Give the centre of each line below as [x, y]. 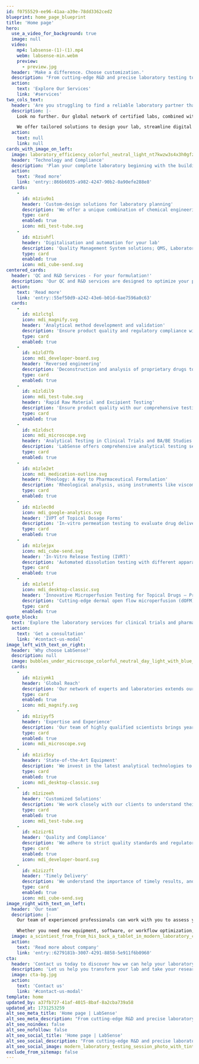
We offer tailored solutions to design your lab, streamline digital [105, 127]
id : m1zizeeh [38, 794]
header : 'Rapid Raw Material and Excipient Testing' [88, 403]
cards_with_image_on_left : [39, 149]
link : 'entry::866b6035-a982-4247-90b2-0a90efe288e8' [84, 182]
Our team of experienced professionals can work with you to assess [103, 920]
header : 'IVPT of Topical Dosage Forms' [72, 518]
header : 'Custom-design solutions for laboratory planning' [97, 204]
